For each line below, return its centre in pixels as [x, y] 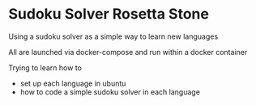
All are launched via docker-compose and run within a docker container [128, 52]
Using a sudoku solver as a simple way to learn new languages [113, 36]
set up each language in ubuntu [73, 83]
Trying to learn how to [45, 67]
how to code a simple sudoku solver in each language [110, 92]
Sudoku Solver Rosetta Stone [109, 14]
